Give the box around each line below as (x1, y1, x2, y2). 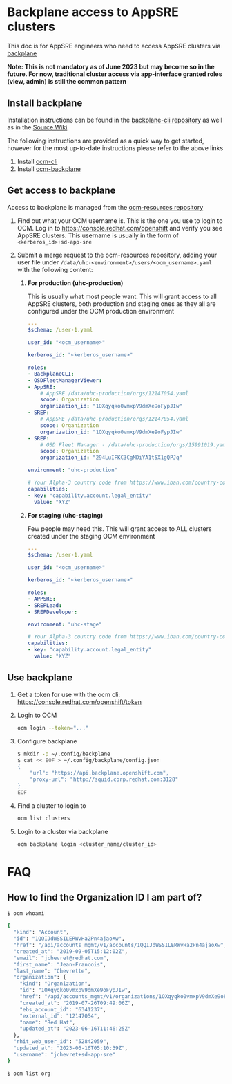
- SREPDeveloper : (27, 608, 78, 615)
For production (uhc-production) (27, 278, 124, 287)
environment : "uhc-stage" (27, 621, 102, 628)
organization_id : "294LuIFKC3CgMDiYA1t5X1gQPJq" (40, 454, 183, 461)
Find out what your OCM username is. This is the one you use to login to (17, 216, 223, 225)
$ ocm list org (7, 1070, 51, 1077)
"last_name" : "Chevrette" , (13, 967, 91, 975)
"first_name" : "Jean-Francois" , (13, 961, 107, 968)
